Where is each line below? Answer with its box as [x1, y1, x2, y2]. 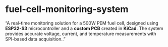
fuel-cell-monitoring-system [5, 3, 129, 15]
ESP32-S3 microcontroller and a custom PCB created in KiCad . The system [5, 25, 163, 31]
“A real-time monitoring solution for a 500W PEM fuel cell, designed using [5, 20, 159, 26]
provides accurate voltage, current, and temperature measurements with [5, 30, 156, 36]
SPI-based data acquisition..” [5, 36, 66, 42]
